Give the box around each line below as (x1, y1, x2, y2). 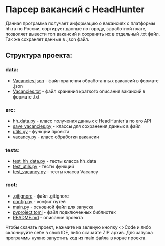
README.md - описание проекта (12, 214, 83, 220)
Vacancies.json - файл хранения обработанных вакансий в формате (12, 77, 159, 84)
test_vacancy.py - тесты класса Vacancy (12, 169, 98, 175)
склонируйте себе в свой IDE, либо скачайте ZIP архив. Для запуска (5, 229, 153, 235)
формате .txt (12, 93, 40, 100)
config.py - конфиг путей (12, 198, 66, 204)
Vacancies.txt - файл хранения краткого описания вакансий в (12, 88, 145, 94)
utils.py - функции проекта (12, 128, 70, 134)
